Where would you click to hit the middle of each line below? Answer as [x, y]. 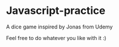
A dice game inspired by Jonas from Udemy [59, 27]
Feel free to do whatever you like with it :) [56, 38]
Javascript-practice [56, 11]
